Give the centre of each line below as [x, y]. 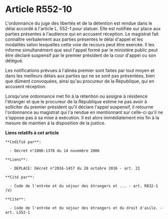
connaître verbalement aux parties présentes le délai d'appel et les [74, 39]
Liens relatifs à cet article [32, 132]
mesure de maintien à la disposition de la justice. [55, 123]
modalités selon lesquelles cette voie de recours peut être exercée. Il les [80, 44]
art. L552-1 [18, 212]
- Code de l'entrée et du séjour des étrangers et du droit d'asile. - [86, 208]
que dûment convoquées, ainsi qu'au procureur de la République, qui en [80, 81]
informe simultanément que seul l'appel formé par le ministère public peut [81, 50]
